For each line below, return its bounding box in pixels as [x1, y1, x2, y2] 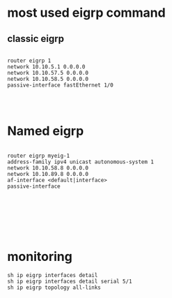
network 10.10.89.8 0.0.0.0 [7, 170, 89, 177]
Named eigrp [7, 124, 84, 139]
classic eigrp [7, 33, 65, 45]
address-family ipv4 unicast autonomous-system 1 [7, 158, 155, 165]
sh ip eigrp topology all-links [7, 284, 101, 291]
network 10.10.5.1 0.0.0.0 [7, 64, 86, 70]
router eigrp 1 [7, 57, 52, 64]
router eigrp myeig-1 [7, 152, 70, 159]
